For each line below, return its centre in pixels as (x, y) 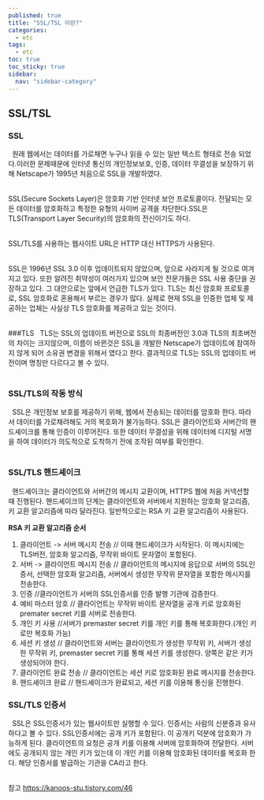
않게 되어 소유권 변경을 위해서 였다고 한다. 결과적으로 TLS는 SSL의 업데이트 (132, 353)
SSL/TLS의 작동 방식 (45, 393)
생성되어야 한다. (44, 662)
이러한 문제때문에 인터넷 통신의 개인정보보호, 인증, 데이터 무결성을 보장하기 (131, 164)
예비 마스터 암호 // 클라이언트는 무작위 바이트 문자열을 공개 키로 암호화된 (130, 603)
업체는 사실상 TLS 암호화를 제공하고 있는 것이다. (102, 308)
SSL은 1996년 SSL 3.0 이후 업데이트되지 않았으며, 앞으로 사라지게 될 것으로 (124, 269)
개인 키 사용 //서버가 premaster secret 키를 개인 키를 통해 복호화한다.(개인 (134, 623)
